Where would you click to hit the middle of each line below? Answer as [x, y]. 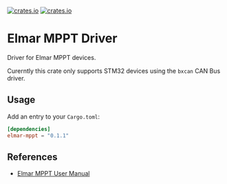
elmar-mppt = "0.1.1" [38, 135]
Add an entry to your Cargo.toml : [54, 116]
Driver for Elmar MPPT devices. [52, 57]
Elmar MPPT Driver [62, 39]
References [32, 157]
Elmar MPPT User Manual [53, 174]
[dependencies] [29, 129]
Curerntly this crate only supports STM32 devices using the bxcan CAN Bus [114, 71]
